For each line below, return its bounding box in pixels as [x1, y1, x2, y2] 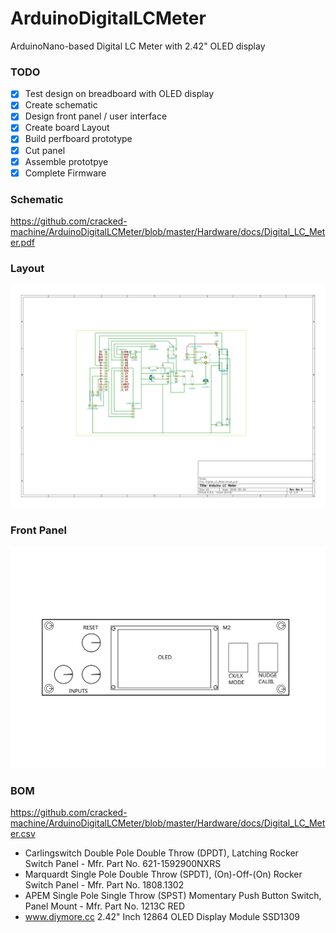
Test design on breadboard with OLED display [24, 88, 215, 100]
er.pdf [10, 237, 35, 249]
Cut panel [24, 144, 66, 156]
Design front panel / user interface [24, 110, 168, 122]
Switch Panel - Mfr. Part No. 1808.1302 [24, 879, 185, 891]
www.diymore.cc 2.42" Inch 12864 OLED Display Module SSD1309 [24, 911, 300, 923]
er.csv [10, 828, 36, 840]
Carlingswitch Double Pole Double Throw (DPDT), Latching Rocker [24, 847, 299, 859]
